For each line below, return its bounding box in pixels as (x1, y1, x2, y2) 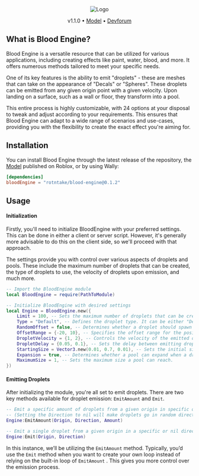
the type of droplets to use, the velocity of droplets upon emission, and (6, 268, 179, 275)
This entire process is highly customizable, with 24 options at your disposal (6, 104, 190, 111)
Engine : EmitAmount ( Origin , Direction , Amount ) (6, 417, 123, 424)
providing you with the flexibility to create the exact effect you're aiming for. (6, 123, 191, 130)
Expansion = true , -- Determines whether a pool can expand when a (17, 352, 187, 358)
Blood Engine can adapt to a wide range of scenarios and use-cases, (6, 117, 175, 124)
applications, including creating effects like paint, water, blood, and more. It (6, 56, 190, 63)
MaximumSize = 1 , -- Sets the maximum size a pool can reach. (17, 358, 174, 364)
